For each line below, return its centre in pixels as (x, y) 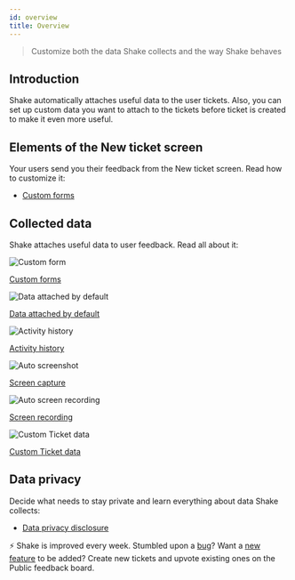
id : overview (33, 17)
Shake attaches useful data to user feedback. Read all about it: (124, 245)
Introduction (44, 79)
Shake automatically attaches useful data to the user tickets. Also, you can (145, 101)
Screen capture (38, 383)
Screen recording (41, 417)
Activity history (37, 348)
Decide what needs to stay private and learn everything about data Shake (144, 501)
